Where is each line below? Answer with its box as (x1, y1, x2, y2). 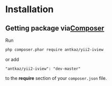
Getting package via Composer (5, 24, 104, 33)
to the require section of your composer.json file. (5, 75, 107, 81)
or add (5, 56, 19, 62)
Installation (5, 4, 54, 15)
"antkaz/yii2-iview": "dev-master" (5, 66, 81, 71)
